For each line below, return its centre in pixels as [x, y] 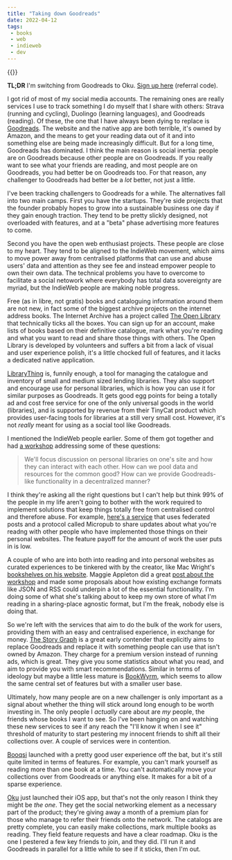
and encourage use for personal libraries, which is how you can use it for [111, 388]
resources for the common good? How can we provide [102, 474]
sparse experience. [35, 784]
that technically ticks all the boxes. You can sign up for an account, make [111, 323]
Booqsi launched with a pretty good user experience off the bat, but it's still [115, 754]
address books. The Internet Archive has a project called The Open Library [114, 315]
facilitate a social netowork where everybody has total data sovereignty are [114, 280]
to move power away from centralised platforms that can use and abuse [110, 258]
